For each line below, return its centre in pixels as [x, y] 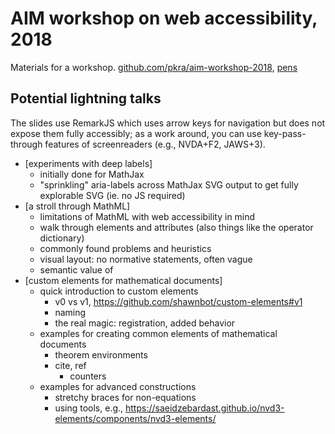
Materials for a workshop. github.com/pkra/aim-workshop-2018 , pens [154, 67]
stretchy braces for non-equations [125, 397]
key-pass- [285, 133]
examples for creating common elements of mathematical [158, 333]
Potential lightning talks [86, 98]
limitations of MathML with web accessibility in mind [147, 216]
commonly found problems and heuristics [125, 248]
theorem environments [101, 354]
